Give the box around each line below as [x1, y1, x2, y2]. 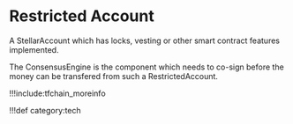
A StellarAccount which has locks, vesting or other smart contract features [9, 35, 281, 46]
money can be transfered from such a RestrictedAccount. [9, 70, 219, 81]
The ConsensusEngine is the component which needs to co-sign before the [9, 62, 284, 72]
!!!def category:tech [9, 105, 81, 115]
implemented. [9, 44, 59, 55]
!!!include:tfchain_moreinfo [9, 88, 106, 98]
